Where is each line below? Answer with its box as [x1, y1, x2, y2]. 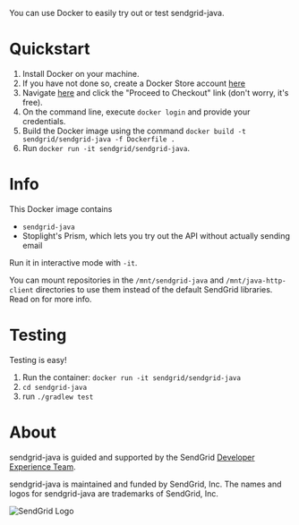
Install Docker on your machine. [21, 68, 141, 79]
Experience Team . [9, 461, 76, 472]
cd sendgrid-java [21, 383, 88, 392]
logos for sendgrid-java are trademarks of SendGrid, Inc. [9, 487, 219, 499]
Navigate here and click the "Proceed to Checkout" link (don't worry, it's [21, 87, 289, 97]
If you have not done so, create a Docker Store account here [21, 78, 246, 89]
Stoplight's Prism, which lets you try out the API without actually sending [21, 230, 291, 241]
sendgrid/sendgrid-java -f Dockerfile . [21, 134, 175, 144]
